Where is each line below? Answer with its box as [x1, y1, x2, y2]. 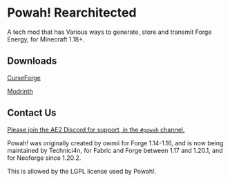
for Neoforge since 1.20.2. [7, 154, 82, 162]
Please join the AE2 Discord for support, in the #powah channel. [7, 125, 185, 134]
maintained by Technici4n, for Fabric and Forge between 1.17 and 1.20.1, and [7, 146, 223, 154]
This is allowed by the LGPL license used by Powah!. [7, 167, 157, 175]
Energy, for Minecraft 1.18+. [7, 35, 85, 43]
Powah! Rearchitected [7, 5, 137, 21]
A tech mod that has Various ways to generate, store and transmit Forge [7, 28, 212, 36]
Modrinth [7, 87, 33, 95]
